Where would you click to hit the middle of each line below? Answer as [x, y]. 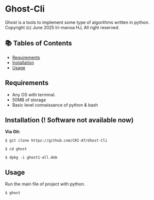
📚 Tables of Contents [38, 43]
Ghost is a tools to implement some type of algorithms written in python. [77, 22]
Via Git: [13, 132]
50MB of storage [29, 100]
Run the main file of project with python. [45, 184]
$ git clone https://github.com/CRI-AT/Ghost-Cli [56, 141]
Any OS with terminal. [34, 94]
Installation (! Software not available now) [69, 120]
